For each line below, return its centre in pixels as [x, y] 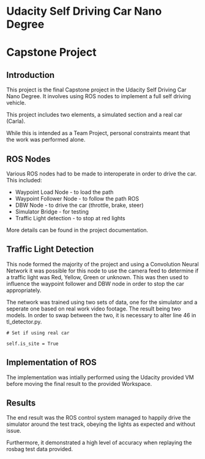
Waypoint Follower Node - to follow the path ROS [77, 199]
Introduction [31, 75]
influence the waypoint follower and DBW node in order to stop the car [95, 283]
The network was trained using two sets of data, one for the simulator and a [102, 302]
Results [21, 403]
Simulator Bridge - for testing [52, 212]
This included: [24, 180]
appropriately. [24, 290]
